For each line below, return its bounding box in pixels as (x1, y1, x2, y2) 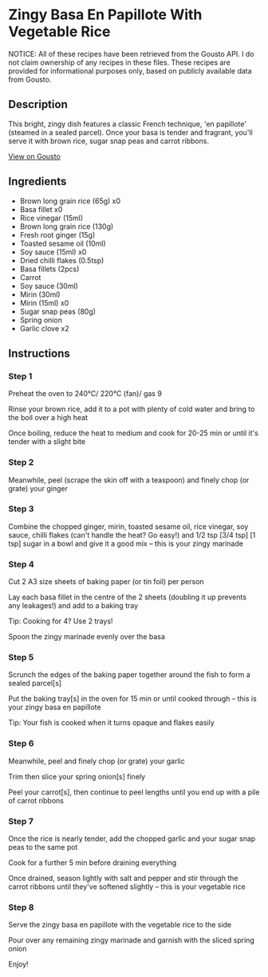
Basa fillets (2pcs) (19, 264, 80, 274)
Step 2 (8, 457, 34, 468)
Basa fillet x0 (19, 204, 63, 214)
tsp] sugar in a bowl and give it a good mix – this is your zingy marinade (8, 539, 243, 548)
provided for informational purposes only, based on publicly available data (8, 66, 253, 75)
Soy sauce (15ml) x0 (19, 246, 87, 257)
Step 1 (8, 370, 33, 382)
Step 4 (8, 559, 34, 570)
